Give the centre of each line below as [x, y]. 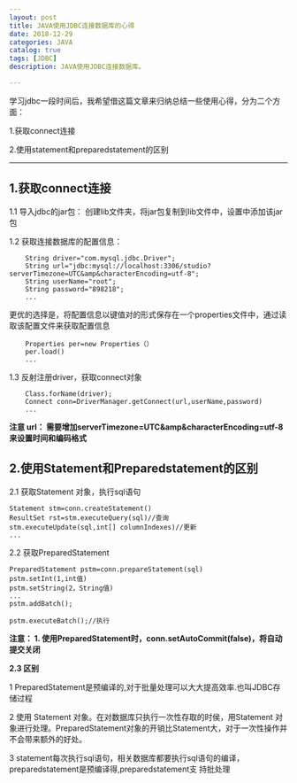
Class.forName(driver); [69, 394]
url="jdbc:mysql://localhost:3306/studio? [132, 266]
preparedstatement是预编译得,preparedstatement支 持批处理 [120, 769]
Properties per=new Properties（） [89, 344]
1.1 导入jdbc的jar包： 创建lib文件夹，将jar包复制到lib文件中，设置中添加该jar [146, 211]
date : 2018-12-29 [41, 34]
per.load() [45, 352]
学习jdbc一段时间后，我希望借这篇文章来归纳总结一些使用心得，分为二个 [141, 101]
